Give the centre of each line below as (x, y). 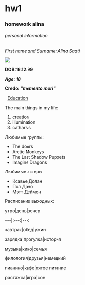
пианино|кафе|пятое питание (36, 268)
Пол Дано (23, 187)
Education (17, 98)
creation (21, 117)
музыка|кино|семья (26, 249)
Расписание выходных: (29, 201)
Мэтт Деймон (27, 192)
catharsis (21, 128)
